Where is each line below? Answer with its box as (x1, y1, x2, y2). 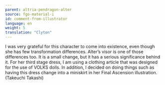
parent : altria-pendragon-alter (5, 7, 72, 12)
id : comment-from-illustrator (5, 16, 68, 21)
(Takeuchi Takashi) (5, 75, 44, 81)
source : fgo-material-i (5, 12, 55, 17)
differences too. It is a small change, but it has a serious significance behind (5, 54, 161, 59)
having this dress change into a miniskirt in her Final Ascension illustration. (5, 70, 158, 75)
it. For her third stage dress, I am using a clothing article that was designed (5, 59, 158, 65)
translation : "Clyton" (5, 30, 52, 35)
